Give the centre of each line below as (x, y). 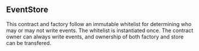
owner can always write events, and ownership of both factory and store (95, 36)
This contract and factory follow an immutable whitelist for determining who (99, 24)
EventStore (27, 10)
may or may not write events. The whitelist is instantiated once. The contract (100, 30)
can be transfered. (29, 43)
